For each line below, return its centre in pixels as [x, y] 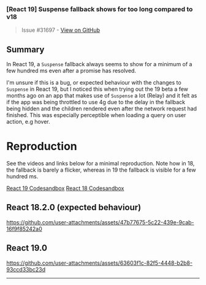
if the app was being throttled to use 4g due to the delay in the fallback [96, 102]
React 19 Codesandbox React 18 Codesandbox [65, 188]
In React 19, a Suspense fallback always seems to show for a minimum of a [99, 64]
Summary [25, 49]
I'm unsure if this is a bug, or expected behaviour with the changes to [94, 83]
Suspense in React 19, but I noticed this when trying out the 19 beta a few [97, 89]
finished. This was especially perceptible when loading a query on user [96, 115]
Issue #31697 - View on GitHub [60, 30]
